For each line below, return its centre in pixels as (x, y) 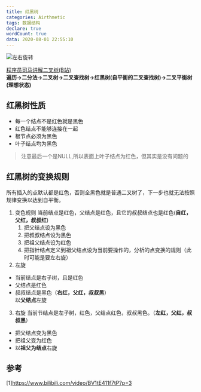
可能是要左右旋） (50, 257)
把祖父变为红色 (33, 340)
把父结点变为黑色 (36, 333)
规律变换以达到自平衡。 (35, 200)
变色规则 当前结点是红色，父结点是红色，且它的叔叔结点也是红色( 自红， (103, 212)
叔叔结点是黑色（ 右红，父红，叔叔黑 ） (62, 292)
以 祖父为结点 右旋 (36, 348)
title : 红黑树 (22, 12)
